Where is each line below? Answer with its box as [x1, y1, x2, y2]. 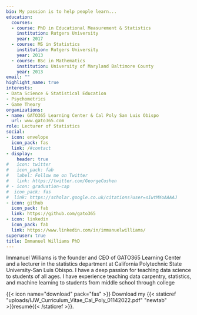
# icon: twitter [6, 162, 51, 167]
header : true [16, 156, 49, 162]
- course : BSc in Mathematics [11, 58, 85, 63]
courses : [11, 19, 33, 25]
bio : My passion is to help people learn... [6, 8, 117, 15]
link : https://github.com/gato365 [11, 211, 96, 217]
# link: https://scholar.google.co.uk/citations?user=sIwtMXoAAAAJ [6, 195, 178, 200]
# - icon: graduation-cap [6, 183, 69, 189]
